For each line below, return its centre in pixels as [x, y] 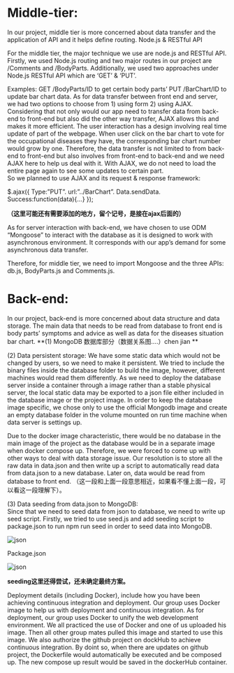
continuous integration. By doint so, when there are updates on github [108, 647]
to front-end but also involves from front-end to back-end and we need [122, 156]
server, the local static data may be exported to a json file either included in [116, 392]
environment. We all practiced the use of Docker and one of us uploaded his [117, 625]
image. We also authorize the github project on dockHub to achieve [104, 639]
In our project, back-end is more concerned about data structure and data [114, 318]
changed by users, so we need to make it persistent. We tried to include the [116, 363]
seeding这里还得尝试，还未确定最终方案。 [68, 581]
